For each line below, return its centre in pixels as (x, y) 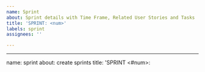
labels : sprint (26, 29)
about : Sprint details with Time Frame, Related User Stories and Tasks (101, 18)
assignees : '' (24, 34)
